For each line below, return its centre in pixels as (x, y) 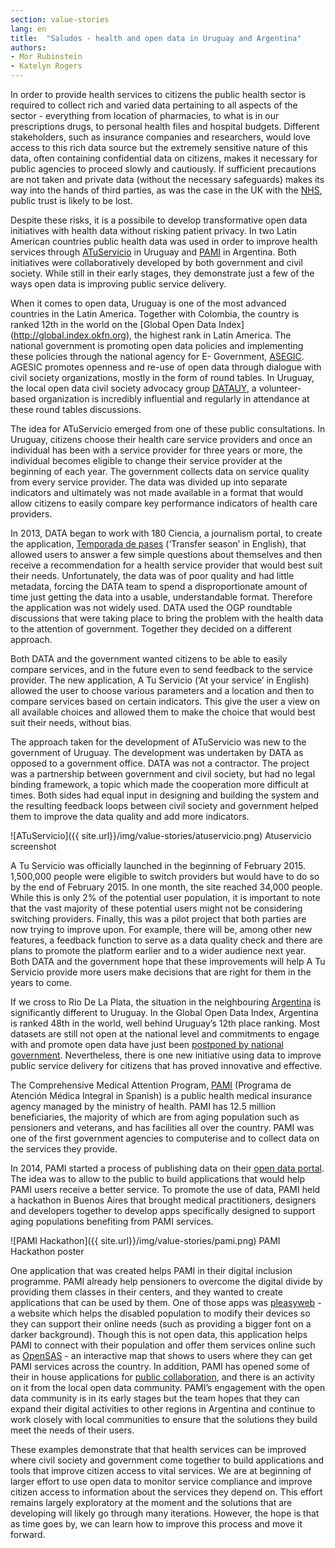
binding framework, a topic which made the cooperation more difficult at (159, 784)
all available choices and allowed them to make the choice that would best (163, 712)
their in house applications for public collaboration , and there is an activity (163, 1377)
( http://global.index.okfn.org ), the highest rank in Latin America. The (151, 335)
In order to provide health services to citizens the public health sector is (158, 94)
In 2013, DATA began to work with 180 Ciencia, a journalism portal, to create (166, 533)
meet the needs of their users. (72, 1430)
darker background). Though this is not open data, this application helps (159, 1334)
